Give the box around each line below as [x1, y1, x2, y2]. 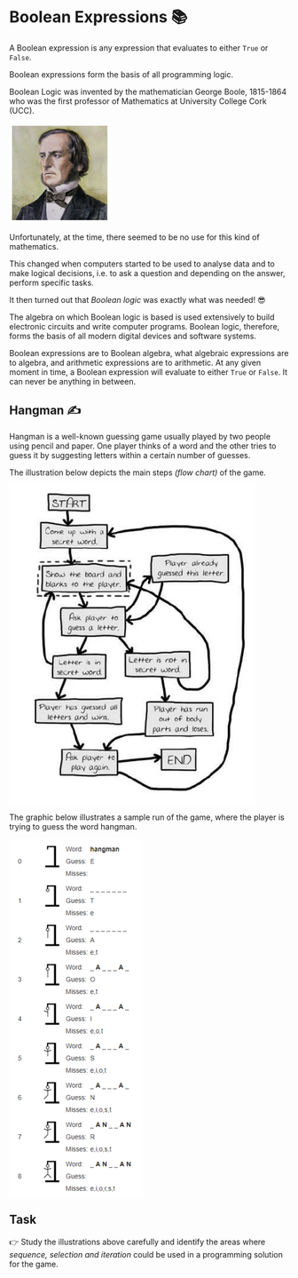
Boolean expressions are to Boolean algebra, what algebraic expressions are [9, 347, 289, 358]
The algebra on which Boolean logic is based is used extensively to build [9, 312, 275, 322]
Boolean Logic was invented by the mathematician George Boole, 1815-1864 [9, 86, 287, 97]
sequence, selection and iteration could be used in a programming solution [9, 1249, 284, 1259]
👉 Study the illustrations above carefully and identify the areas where [9, 1236, 266, 1247]
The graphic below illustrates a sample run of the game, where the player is [9, 812, 286, 822]
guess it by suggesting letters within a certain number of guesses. [9, 449, 251, 460]
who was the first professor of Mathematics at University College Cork [9, 95, 268, 107]
